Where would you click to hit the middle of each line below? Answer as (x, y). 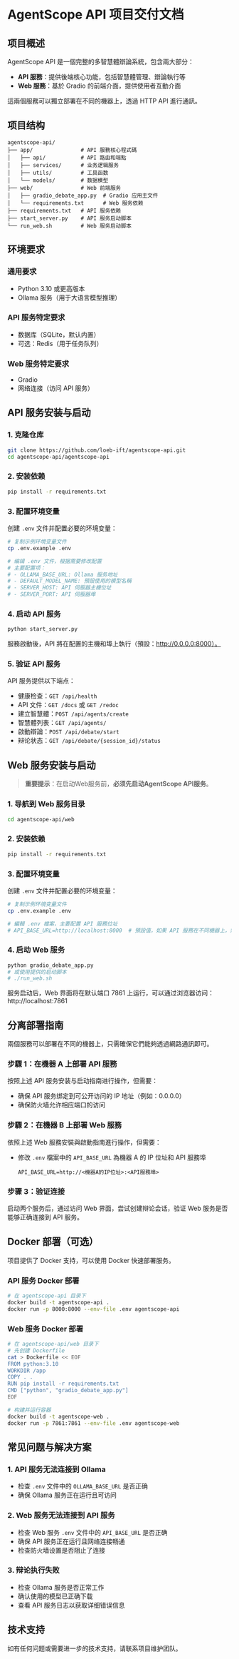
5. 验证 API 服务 (34, 664)
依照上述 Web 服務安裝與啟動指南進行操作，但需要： (84, 1142)
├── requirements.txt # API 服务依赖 (64, 210)
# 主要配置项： (27, 568)
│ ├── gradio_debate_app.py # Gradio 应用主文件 (83, 196)
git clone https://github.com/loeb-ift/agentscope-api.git (97, 450)
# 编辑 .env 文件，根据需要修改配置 (54, 561)
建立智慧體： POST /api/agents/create (73, 714)
